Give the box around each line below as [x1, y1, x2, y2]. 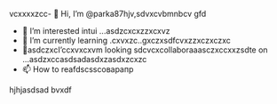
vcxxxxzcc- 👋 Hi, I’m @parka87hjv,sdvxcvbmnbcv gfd [9, 9, 207, 19]
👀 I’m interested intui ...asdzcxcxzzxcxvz [21, 26, 170, 36]
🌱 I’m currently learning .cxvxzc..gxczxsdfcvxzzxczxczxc [21, 36, 231, 45]
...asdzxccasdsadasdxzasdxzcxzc [21, 54, 147, 64]
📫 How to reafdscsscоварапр [21, 64, 134, 75]
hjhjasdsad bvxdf [9, 84, 73, 95]
